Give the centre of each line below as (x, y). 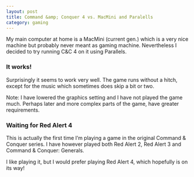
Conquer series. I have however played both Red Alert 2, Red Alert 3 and (94, 144)
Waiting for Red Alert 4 (39, 125)
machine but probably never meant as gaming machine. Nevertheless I (91, 45)
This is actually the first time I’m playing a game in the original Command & (96, 138)
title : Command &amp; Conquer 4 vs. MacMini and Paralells (80, 17)
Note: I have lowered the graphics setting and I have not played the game (94, 97)
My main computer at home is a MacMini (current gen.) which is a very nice (97, 39)
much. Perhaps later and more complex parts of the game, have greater (93, 103)
